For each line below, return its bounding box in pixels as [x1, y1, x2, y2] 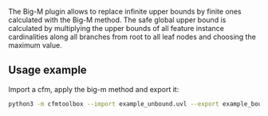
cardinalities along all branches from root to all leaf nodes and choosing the [8, 32, 257, 41]
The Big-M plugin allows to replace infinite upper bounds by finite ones [8, 7, 242, 16]
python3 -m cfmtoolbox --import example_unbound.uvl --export [8, 99, 219, 108]
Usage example [8, 64, 88, 77]
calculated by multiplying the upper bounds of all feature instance [8, 24, 225, 33]
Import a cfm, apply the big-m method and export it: [8, 84, 179, 94]
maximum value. [8, 41, 62, 50]
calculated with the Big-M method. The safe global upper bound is [8, 15, 227, 25]
